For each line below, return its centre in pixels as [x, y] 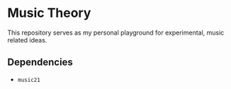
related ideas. [27, 40]
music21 [29, 80]
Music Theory [49, 13]
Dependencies [40, 63]
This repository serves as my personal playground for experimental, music [116, 32]
